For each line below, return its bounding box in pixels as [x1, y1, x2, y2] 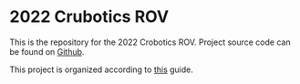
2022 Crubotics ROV [9, 6, 170, 27]
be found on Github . [9, 46, 85, 57]
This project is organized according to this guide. [9, 64, 193, 75]
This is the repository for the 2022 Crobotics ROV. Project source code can [9, 37, 291, 47]
